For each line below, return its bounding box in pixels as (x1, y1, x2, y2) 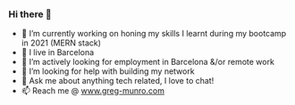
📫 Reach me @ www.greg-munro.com (21, 85, 164, 96)
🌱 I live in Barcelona (21, 47, 95, 58)
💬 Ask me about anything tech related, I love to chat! (21, 76, 215, 86)
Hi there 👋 (8, 8, 53, 20)
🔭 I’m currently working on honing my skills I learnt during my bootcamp (21, 28, 287, 39)
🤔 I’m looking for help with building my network (21, 66, 195, 77)
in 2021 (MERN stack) (21, 37, 102, 48)
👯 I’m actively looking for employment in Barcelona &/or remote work (21, 57, 274, 68)
